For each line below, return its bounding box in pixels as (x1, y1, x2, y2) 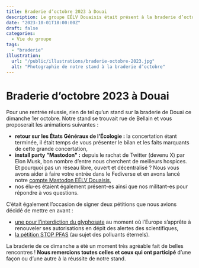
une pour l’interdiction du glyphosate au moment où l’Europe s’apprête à (14, 218, 191, 225)
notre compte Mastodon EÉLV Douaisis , (14, 177, 111, 184)
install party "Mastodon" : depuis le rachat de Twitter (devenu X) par (14, 151, 185, 159)
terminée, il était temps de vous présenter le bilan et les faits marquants (14, 139, 190, 146)
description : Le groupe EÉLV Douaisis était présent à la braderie (6, 14, 176, 20)
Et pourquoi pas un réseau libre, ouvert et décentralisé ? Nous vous (14, 164, 179, 172)
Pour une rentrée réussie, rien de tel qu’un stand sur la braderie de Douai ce (6, 109, 191, 116)
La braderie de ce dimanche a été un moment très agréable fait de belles (6, 243, 184, 250)
